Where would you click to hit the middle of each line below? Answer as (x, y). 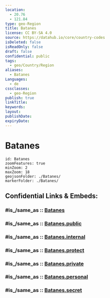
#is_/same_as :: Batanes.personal (47, 277)
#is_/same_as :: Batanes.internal (45, 237)
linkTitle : (16, 103)
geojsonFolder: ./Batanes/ (33, 176)
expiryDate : (17, 121)
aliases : (14, 70)
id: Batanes (17, 159)
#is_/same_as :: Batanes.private (45, 264)
